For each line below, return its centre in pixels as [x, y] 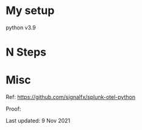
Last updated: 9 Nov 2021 [38, 121]
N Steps [26, 52]
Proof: [13, 109]
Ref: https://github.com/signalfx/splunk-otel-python [70, 97]
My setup [30, 11]
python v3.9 [21, 27]
